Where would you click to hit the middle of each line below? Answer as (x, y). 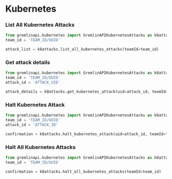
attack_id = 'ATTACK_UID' (33, 83)
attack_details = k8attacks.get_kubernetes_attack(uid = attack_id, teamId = (87, 92)
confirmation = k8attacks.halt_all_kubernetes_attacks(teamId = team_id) (83, 171)
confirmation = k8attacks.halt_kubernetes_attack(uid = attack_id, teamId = (86, 134)
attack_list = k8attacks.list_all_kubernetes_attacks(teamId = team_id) (82, 49)
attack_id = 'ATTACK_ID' (32, 125)
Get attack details (28, 63)
